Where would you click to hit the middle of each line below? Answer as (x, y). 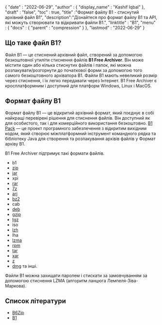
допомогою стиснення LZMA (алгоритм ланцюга (56, 280)
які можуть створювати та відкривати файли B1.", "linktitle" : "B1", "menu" (81, 22)
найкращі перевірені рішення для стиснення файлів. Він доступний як (78, 118)
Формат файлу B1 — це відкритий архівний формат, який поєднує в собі (80, 113)
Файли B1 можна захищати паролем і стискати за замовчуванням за (76, 275)
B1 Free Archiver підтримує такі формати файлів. (55, 153)
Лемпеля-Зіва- (122, 280)
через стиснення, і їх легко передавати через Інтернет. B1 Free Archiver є (81, 80)
